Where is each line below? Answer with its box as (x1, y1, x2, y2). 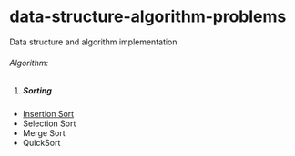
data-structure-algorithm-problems (9, 6, 287, 27)
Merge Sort (22, 127, 66, 138)
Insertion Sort (22, 108, 75, 119)
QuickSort (22, 137, 61, 148)
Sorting (22, 85, 53, 96)
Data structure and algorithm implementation (9, 36, 178, 47)
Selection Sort (22, 118, 76, 129)
